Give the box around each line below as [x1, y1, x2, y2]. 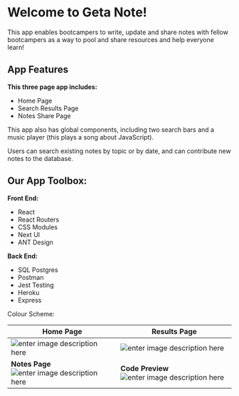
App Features [7, 63, 69, 75]
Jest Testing [17, 281, 55, 289]
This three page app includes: [7, 83, 97, 91]
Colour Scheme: [7, 309, 55, 318]
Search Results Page [17, 104, 79, 113]
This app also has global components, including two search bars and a [7, 125, 215, 134]
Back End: [7, 251, 38, 260]
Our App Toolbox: [7, 175, 87, 187]
